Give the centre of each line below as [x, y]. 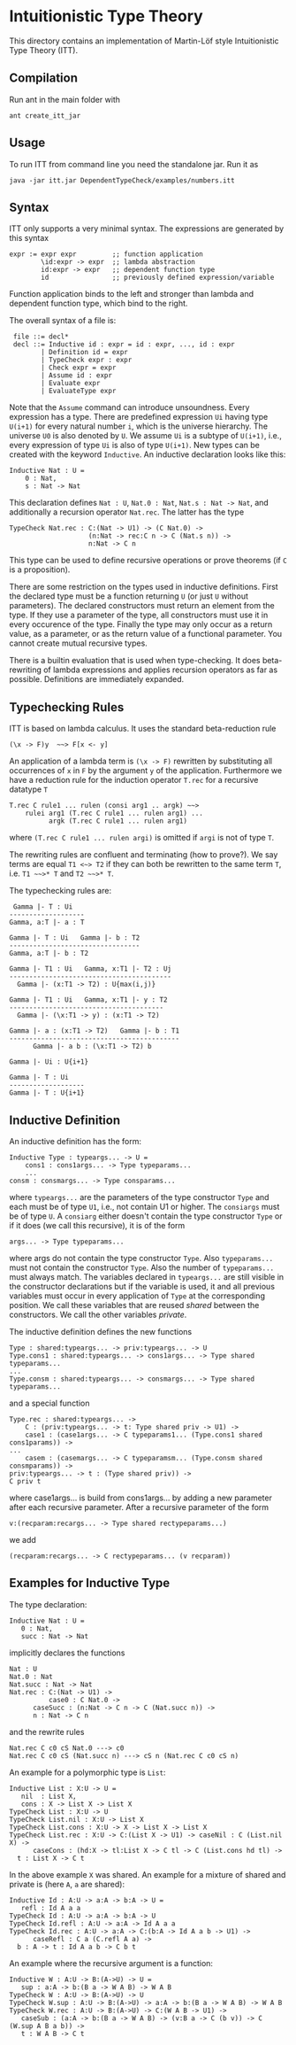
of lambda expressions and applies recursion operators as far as [160, 670]
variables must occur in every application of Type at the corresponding [137, 1296]
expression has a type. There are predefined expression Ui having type [139, 417]
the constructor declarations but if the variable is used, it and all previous [142, 1286]
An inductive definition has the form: [75, 1141]
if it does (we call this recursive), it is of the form [97, 1225]
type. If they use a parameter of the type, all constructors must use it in [139, 615]
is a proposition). [40, 569]
